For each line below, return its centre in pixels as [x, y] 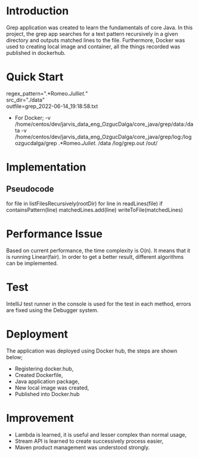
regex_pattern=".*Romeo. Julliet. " [47, 93]
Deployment [37, 334]
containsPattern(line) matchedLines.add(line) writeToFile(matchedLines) [95, 209]
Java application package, [47, 381]
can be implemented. [32, 263]
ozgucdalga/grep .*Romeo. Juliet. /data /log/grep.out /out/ [86, 143]
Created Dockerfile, [39, 375]
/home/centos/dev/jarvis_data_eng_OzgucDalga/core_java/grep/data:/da [104, 124]
